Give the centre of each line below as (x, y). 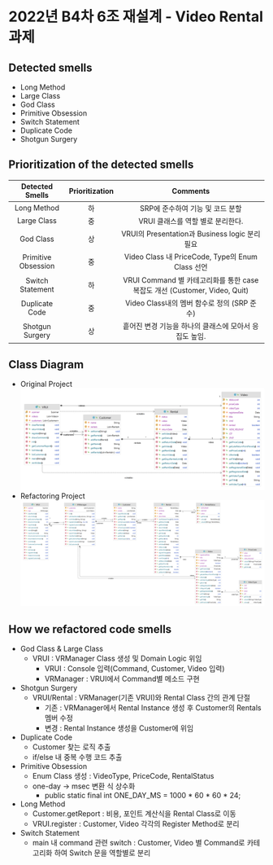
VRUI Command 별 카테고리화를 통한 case (191, 280)
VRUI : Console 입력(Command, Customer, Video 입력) (134, 669)
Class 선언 (191, 267)
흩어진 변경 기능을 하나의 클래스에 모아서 (186, 326)
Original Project (46, 384)
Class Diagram (46, 364)
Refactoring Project (52, 496)
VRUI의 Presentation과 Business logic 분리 (191, 234)
